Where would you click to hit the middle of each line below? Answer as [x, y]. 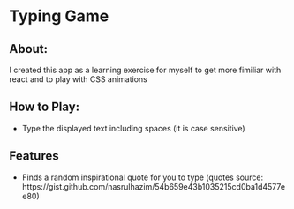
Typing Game [59, 16]
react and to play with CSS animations [79, 79]
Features [34, 156]
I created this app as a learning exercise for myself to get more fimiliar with [145, 70]
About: [29, 49]
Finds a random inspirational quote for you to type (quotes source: [142, 177]
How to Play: [45, 107]
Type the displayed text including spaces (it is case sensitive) [133, 128]
